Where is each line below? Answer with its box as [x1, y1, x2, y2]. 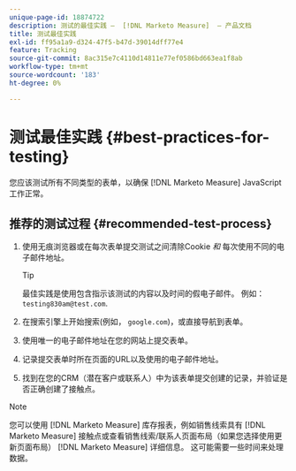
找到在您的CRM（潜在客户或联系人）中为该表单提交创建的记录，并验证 [21, 373, 280, 384]
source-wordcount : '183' [9, 71, 101, 80]
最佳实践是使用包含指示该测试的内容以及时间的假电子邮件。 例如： [21, 288, 265, 299]
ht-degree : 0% [9, 79, 62, 87]
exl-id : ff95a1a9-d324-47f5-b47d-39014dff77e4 [9, 37, 184, 47]
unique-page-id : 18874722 [9, 12, 104, 22]
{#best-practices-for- [105, 127, 270, 147]
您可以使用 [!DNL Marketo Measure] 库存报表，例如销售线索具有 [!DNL [9, 420, 267, 430]
